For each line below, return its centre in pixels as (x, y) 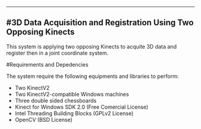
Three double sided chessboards (56, 100)
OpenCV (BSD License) (44, 119)
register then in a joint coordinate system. (57, 53)
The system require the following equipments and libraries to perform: (92, 76)
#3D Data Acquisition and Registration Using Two (100, 22)
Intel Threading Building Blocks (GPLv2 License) (74, 113)
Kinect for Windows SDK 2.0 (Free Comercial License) (81, 107)
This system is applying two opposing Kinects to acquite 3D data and (92, 46)
